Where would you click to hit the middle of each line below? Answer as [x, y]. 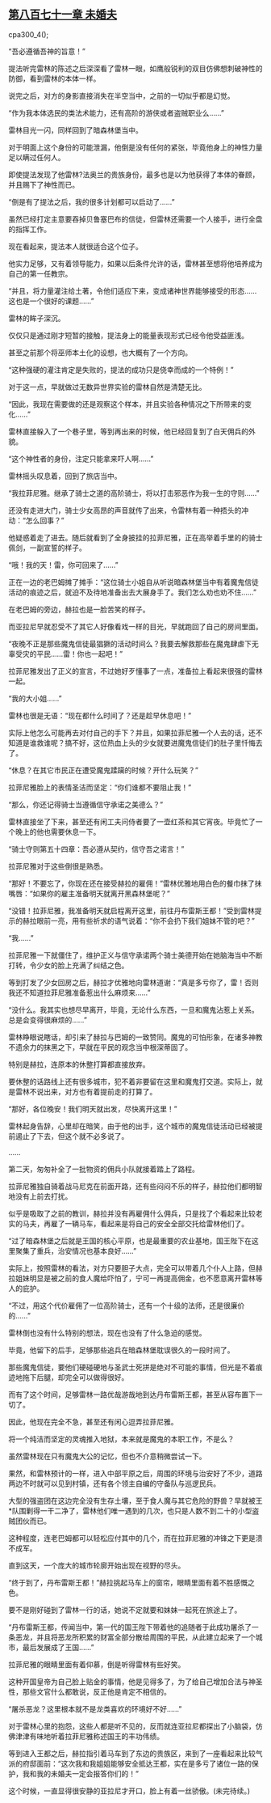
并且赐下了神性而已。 [44, 184]
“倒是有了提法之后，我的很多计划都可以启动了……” [92, 201]
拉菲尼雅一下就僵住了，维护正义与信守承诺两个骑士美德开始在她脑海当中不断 [135, 955]
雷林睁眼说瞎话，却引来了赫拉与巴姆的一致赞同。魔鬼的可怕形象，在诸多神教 [135, 1037]
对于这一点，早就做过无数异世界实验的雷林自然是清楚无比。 [107, 387]
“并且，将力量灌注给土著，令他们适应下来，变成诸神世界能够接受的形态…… [133, 290]
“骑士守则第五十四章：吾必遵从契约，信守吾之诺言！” [96, 849]
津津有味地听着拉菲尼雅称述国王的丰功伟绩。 [89, 1736]
